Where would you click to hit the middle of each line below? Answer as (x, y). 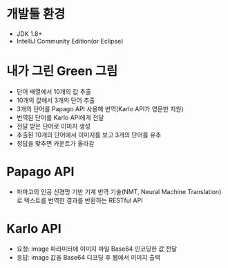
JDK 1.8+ (29, 33)
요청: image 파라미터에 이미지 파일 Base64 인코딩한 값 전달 (97, 249)
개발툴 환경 (36, 14)
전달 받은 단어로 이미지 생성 (54, 126)
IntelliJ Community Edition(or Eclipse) (70, 41)
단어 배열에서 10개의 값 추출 (54, 91)
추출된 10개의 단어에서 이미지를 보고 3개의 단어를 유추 (89, 135)
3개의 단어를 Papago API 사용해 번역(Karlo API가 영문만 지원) (100, 108)
